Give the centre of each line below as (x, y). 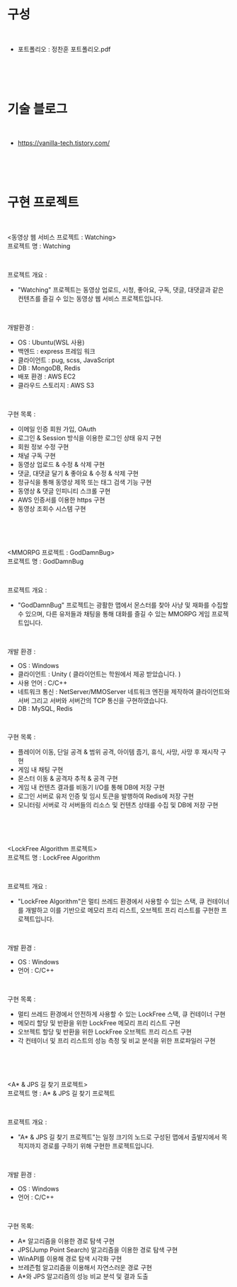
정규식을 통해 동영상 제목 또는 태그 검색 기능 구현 (85, 482)
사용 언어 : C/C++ (42, 683)
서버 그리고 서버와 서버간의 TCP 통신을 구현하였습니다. (93, 700)
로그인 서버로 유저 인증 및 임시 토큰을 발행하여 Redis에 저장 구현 (106, 796)
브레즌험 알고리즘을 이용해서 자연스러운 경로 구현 (85, 1267)
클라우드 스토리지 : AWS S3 (56, 385)
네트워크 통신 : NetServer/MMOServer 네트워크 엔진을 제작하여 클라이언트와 (123, 691)
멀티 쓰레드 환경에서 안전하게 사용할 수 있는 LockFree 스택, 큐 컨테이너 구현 (121, 1014)
